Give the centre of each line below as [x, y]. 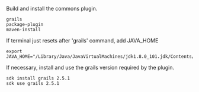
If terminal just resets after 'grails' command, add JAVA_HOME [82, 40]
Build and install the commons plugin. [52, 9]
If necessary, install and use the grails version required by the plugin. [90, 68]
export [14, 51]
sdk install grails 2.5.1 [38, 78]
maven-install [24, 29]
